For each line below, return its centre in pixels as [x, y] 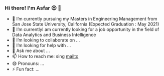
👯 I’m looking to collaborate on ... [46, 40]
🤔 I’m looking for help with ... [41, 45]
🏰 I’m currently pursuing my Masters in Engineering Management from [85, 19]
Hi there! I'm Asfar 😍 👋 [33, 8]
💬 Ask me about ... [31, 51]
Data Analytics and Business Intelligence [54, 35]
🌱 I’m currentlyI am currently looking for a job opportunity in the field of [86, 29]
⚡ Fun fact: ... [26, 69]
